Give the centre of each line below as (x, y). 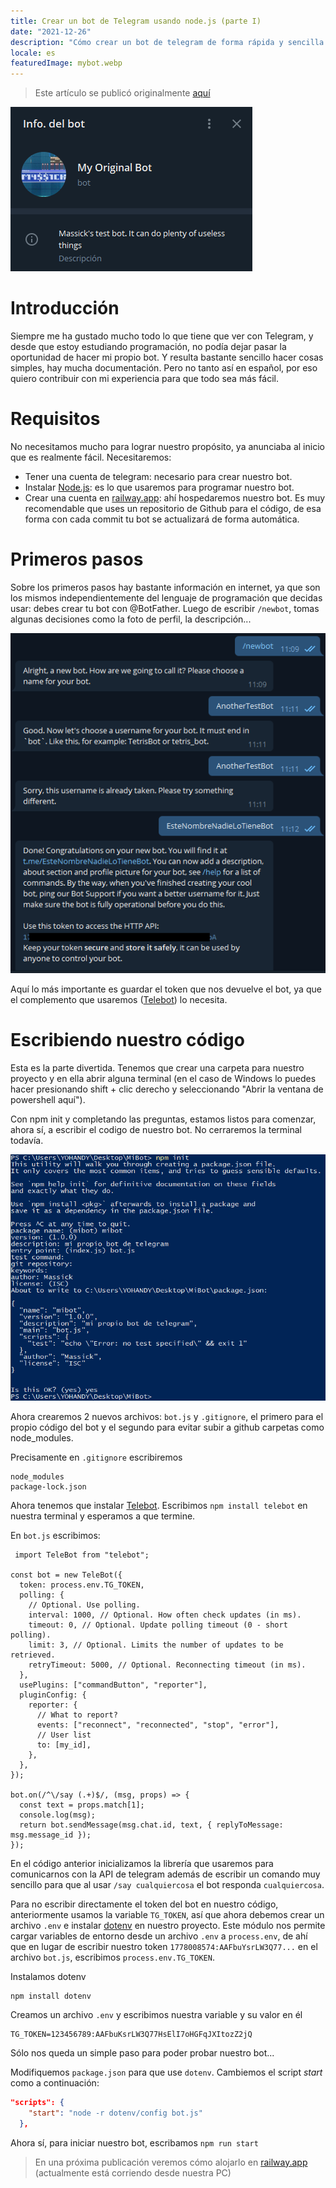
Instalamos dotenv (48, 1977)
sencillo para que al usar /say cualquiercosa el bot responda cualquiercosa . (167, 1885)
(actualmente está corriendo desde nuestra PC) (133, 2172)
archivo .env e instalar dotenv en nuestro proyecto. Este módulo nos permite (168, 1926)
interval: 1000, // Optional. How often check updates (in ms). (165, 1615)
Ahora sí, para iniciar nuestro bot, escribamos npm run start (134, 2142)
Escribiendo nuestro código (127, 1040)
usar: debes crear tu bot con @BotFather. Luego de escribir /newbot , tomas (165, 608)
